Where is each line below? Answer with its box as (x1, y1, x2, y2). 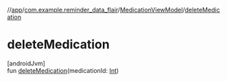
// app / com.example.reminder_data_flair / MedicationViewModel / (7, 6, 185, 14)
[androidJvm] (7, 59, 46, 67)
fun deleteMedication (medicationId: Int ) (7, 66, 119, 74)
